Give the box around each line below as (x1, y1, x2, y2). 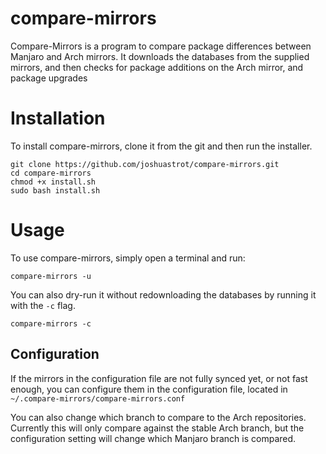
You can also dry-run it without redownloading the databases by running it (10, 288, 317, 301)
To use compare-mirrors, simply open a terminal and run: (10, 252, 246, 264)
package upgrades (10, 72, 88, 84)
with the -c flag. (10, 299, 76, 311)
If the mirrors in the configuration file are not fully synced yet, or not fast (10, 372, 308, 384)
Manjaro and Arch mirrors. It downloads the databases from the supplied (10, 50, 310, 62)
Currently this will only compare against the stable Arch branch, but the (10, 422, 305, 434)
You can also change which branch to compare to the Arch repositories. (10, 411, 307, 423)
